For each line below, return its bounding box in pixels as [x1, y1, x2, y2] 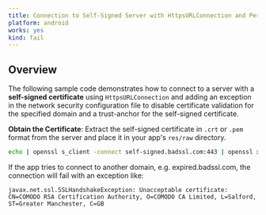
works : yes [8, 26, 44, 34]
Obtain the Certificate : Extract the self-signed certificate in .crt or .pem [8, 124, 244, 134]
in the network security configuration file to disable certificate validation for [8, 100, 255, 111]
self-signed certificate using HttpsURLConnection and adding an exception [8, 92, 252, 102]
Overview [8, 62, 58, 76]
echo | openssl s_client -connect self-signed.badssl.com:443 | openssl [8, 148, 253, 157]
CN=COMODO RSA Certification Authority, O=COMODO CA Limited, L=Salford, [8, 193, 257, 201]
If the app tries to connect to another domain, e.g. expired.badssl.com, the [8, 162, 251, 172]
